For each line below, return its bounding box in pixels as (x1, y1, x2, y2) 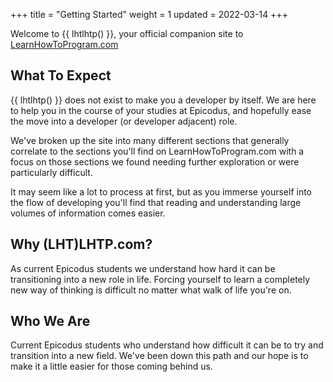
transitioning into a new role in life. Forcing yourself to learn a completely (10, 273, 311, 285)
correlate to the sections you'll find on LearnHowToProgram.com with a (10, 145, 305, 157)
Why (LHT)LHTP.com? (10, 236, 153, 253)
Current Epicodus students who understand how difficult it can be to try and (10, 339, 324, 351)
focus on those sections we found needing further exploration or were (10, 155, 300, 168)
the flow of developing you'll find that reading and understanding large (10, 196, 302, 208)
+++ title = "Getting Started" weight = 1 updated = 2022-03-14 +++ (10, 9, 288, 20)
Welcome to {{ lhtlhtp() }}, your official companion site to (10, 28, 244, 39)
